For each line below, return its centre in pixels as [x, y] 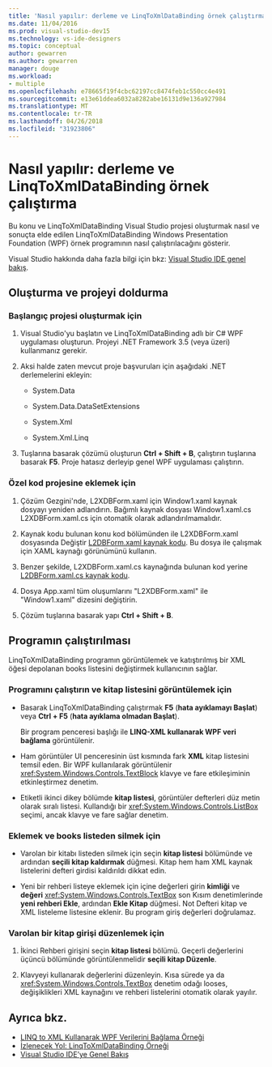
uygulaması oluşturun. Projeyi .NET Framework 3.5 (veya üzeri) [125, 342]
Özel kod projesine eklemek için [72, 483]
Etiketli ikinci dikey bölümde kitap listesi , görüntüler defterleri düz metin [140, 797]
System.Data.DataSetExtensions [86, 407]
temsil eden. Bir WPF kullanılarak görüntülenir [96, 764]
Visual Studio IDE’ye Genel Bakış [74, 1055]
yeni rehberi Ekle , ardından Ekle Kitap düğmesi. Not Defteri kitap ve [134, 903]
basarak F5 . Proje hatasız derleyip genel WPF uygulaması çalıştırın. [132, 462]
